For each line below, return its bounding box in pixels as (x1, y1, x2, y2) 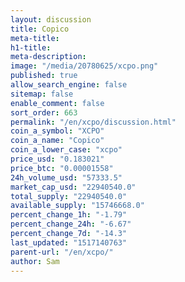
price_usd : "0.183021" (10, 154, 105, 164)
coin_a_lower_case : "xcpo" (10, 145, 123, 155)
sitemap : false (10, 89, 74, 99)
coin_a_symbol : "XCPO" (10, 126, 105, 136)
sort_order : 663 (10, 107, 78, 118)
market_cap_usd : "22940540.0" (10, 182, 137, 192)
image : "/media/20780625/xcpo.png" (10, 61, 159, 71)
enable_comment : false (10, 98, 105, 108)
